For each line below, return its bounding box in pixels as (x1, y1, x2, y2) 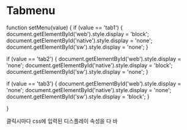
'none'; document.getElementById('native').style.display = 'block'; (6, 62, 173, 69)
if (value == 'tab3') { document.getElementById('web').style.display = (6, 80, 182, 87)
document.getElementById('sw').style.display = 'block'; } (6, 93, 150, 100)
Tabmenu (6, 4, 56, 18)
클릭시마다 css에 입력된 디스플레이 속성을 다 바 (6, 117, 118, 125)
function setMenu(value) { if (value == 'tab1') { (6, 24, 123, 31)
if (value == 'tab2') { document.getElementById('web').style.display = (6, 55, 182, 62)
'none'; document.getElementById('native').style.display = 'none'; (6, 86, 172, 93)
